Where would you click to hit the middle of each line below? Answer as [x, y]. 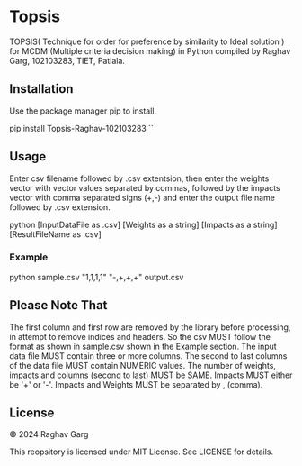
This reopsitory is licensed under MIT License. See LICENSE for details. [142, 452]
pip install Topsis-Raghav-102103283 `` [82, 128]
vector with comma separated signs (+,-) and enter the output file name [142, 197]
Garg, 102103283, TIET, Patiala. [67, 60]
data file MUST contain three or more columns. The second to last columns [148, 356]
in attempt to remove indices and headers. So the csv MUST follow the [140, 336]
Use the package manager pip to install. [83, 111]
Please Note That [58, 305]
